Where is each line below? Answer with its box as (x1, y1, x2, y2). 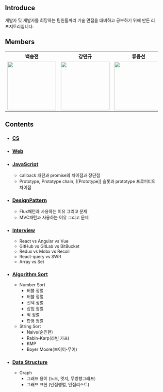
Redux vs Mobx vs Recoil (19, 248, 70, 254)
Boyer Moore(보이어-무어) (26, 346, 78, 352)
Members (5, 38, 35, 46)
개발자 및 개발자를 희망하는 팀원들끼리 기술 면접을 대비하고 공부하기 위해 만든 (5, 17, 150, 23)
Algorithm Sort (12, 271, 48, 278)
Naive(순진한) (26, 329, 53, 335)
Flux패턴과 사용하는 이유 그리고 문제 (19, 209, 88, 214)
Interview (12, 227, 35, 234)
